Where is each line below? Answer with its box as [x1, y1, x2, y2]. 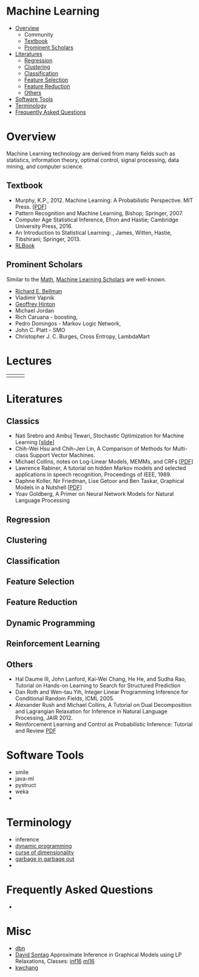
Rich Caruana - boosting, [15, 313, 78, 321]
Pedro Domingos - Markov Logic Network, [15, 319, 121, 327]
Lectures [6, 354, 52, 367]
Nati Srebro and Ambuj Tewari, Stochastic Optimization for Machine [15, 432, 184, 439]
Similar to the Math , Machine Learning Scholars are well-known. [6, 276, 167, 283]
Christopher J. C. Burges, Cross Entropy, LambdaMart [15, 333, 150, 340]
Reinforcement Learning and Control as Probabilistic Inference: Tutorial [15, 720, 193, 728]
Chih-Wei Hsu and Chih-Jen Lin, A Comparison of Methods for [15, 445, 172, 453]
